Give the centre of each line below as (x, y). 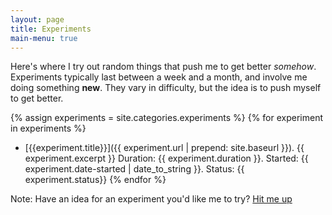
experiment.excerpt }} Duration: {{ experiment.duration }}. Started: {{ (166, 158)
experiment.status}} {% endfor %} (95, 180)
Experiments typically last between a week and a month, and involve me (159, 77)
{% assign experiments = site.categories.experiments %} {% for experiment (167, 118)
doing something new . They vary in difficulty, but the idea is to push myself (166, 88)
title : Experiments (51, 29)
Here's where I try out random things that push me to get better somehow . (163, 67)
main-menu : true (44, 38)
